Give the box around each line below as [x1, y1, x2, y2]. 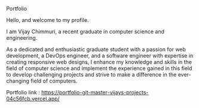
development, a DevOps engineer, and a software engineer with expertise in [6, 52, 194, 59]
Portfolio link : [6, 89, 40, 96]
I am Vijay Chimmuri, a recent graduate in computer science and [6, 28, 164, 35]
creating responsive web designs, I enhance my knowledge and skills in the [6, 59, 192, 65]
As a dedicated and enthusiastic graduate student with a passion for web [6, 46, 186, 53]
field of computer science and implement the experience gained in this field [6, 65, 192, 72]
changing [6, 77, 30, 84]
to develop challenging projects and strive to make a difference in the [6, 71, 177, 78]
